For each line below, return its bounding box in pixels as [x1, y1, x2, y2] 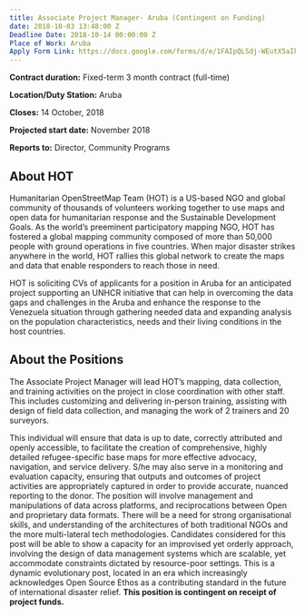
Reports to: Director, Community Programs [9, 142, 171, 153]
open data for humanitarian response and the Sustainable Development [9, 211, 277, 222]
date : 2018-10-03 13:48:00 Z [9, 22, 120, 31]
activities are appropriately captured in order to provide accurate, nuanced [9, 480, 289, 491]
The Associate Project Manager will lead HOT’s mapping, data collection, [9, 376, 281, 386]
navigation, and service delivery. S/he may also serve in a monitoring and [9, 461, 283, 472]
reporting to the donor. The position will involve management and [9, 490, 253, 501]
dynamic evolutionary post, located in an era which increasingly [9, 567, 248, 578]
